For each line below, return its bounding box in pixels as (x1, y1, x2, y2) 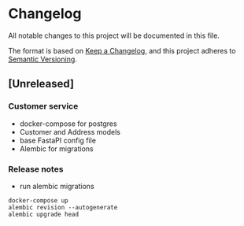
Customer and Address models (19, 127, 120, 136)
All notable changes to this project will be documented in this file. (8, 31, 220, 40)
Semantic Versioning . (8, 54, 77, 64)
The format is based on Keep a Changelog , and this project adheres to (8, 46, 236, 55)
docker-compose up (8, 196, 68, 205)
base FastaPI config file (19, 135, 97, 145)
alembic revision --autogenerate (8, 203, 118, 211)
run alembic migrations (19, 181, 94, 191)
